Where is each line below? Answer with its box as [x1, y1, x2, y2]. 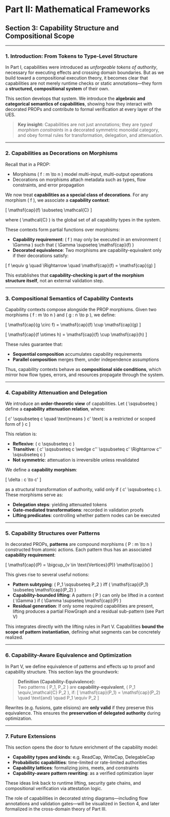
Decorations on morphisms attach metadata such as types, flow [12, 176, 146, 182]
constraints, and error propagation [12, 181, 84, 188]
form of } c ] [5, 421, 31, 427]
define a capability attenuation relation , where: [5, 406, 105, 412]
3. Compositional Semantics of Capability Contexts [5, 295, 134, 302]
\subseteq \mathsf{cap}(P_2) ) [12, 587, 76, 593]
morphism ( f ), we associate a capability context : [5, 197, 110, 203]
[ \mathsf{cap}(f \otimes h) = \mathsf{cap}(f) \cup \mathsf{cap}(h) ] [5, 331, 148, 338]
